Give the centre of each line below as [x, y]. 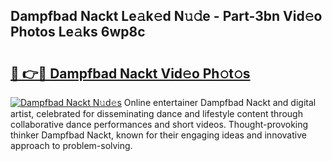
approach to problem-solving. [71, 145]
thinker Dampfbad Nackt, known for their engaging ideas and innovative [158, 135]
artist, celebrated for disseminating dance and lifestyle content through [156, 113]
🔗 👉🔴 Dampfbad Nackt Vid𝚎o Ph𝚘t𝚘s [130, 73]
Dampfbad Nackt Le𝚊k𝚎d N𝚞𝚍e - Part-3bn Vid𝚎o [166, 16]
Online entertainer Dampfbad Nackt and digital [220, 102]
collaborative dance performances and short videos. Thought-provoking [159, 124]
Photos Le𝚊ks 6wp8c [78, 32]
